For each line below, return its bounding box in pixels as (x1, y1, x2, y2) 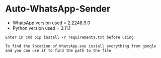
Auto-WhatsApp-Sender (5, 3, 111, 15)
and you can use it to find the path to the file (5, 48, 112, 53)
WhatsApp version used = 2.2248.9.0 (12, 20, 91, 26)
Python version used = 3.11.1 (12, 25, 71, 31)
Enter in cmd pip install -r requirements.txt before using (5, 35, 134, 40)
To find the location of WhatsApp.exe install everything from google (5, 43, 156, 48)
